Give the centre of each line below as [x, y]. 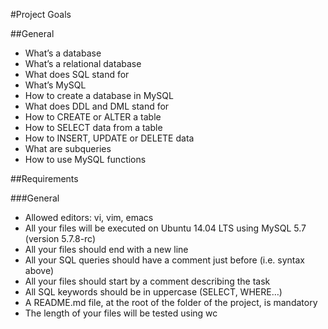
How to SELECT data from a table [93, 127]
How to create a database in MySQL [99, 95]
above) [39, 270]
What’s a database [63, 53]
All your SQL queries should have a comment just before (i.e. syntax [164, 260]
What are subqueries [68, 148]
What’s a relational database [83, 63]
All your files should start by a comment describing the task [147, 281]
